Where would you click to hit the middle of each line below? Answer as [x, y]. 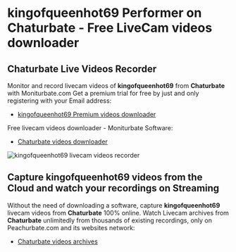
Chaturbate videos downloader [62, 141]
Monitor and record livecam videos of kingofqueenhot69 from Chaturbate [116, 86]
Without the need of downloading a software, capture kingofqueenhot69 [114, 205]
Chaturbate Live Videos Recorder [82, 69]
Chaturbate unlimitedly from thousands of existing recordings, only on [110, 220]
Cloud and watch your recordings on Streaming [113, 188]
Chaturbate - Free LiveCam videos [110, 28]
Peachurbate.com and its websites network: [71, 227]
